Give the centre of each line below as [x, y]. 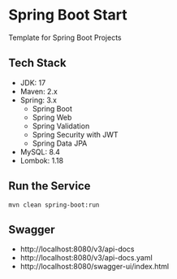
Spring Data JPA [60, 143]
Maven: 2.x [39, 91]
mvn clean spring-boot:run [54, 205]
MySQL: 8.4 [40, 151]
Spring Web [52, 117]
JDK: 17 [33, 82]
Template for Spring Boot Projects [65, 37]
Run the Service [50, 186]
